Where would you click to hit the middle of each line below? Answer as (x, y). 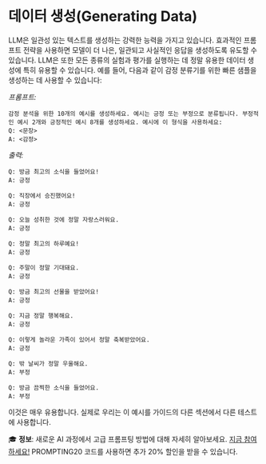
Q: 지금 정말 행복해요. (41, 316)
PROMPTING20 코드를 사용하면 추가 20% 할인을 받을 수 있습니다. (135, 451)
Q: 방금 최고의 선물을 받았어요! (54, 292)
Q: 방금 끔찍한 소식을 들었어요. (54, 388)
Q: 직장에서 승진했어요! (42, 196)
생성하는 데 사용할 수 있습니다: (55, 80)
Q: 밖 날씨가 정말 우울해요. (48, 364)
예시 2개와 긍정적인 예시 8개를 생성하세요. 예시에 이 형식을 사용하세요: (120, 122)
